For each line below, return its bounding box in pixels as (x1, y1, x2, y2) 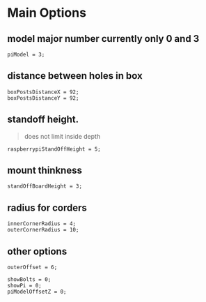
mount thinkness (7, 165, 82, 176)
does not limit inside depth (24, 132, 101, 140)
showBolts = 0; (7, 276, 51, 283)
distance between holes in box (7, 70, 143, 82)
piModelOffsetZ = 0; (7, 288, 68, 296)
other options (7, 246, 68, 257)
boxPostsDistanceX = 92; (7, 89, 79, 96)
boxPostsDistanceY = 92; (7, 94, 79, 102)
